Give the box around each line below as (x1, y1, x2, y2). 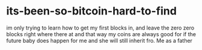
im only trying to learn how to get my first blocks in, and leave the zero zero (6, 24, 195, 31)
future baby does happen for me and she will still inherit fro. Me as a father (6, 37, 192, 44)
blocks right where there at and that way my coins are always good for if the (6, 30, 197, 37)
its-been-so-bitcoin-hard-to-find (6, 4, 177, 18)
